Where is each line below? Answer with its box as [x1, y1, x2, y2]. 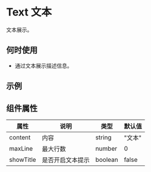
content [9, 133, 31, 141]
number [95, 144, 118, 152]
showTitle [9, 155, 37, 164]
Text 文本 [6, 5, 52, 19]
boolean [95, 155, 118, 164]
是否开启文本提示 [42, 155, 90, 164]
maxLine [9, 144, 33, 152]
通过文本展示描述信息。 [14, 62, 73, 69]
